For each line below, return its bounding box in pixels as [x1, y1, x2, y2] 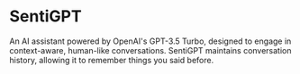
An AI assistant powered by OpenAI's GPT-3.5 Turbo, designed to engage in [9, 36, 292, 46]
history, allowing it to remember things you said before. [9, 54, 214, 65]
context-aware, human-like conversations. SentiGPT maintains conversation [9, 45, 292, 55]
